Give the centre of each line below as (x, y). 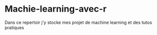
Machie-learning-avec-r (56, 9)
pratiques (14, 27)
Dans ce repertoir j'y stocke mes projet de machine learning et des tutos (78, 22)
